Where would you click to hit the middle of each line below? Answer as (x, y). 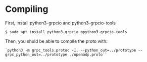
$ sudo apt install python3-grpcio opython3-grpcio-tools (66, 32)
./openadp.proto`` (88, 55)
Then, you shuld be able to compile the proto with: (56, 41)
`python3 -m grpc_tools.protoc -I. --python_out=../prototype (71, 50)
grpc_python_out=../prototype (36, 55)
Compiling (27, 9)
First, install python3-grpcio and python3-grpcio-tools (61, 23)
